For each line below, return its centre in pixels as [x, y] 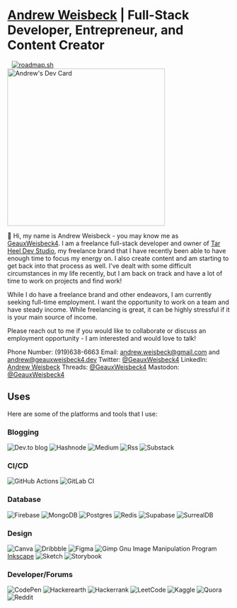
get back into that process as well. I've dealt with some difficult [99, 266]
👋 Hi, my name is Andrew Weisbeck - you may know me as [93, 235]
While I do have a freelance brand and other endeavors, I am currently [110, 294]
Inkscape [21, 556]
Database [24, 500]
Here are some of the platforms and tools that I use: [82, 414]
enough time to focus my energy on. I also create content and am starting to [118, 258]
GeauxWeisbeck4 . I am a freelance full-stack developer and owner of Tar [114, 243]
